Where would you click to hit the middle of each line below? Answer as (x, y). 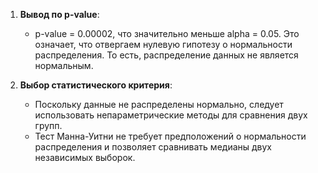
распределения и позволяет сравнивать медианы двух (153, 147)
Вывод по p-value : (59, 14)
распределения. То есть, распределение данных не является (166, 55)
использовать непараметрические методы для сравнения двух (171, 115)
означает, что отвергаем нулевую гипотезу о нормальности (163, 44)
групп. (48, 125)
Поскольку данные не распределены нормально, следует (159, 104)
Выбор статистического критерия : (96, 85)
